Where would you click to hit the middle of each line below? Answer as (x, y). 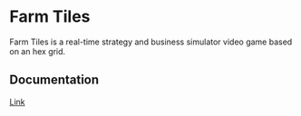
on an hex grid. (38, 51)
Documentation (54, 80)
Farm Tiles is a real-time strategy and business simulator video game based (151, 42)
